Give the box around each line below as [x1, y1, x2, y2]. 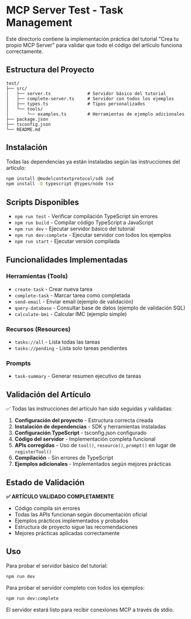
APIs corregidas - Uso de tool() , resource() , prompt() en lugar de [14, 442, 176, 449]
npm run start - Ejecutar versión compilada [14, 238, 120, 245]
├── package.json [6, 116, 49, 122]
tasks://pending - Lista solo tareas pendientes [14, 345, 128, 352]
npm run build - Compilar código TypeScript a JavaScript [14, 219, 154, 226]
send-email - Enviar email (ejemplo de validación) [14, 298, 134, 305]
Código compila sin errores [14, 505, 80, 512]
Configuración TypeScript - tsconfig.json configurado [14, 429, 147, 437]
